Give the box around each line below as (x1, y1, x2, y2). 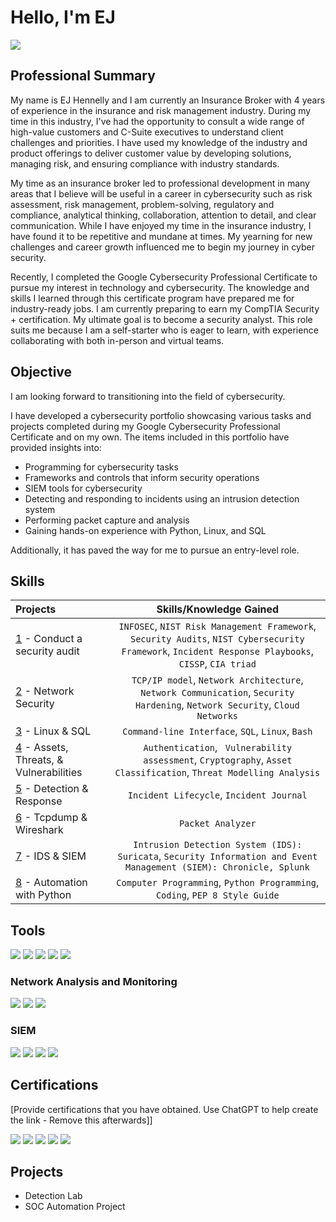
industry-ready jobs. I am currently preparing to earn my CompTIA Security (10, 302, 320, 315)
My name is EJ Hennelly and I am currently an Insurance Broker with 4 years (10, 94, 326, 106)
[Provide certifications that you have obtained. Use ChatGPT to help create (10, 1103, 319, 1115)
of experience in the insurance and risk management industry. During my (10, 104, 312, 116)
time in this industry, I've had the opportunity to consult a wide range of (10, 115, 305, 127)
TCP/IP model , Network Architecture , (131, 673, 304, 687)
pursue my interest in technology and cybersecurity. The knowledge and (10, 281, 310, 293)
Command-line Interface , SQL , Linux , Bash (122, 724, 313, 738)
